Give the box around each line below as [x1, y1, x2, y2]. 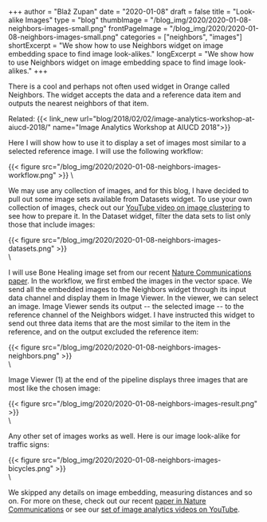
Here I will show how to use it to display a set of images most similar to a [8, 138, 247, 147]
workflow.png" [8, 171, 57, 180]
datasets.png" [8, 243, 55, 253]
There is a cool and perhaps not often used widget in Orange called [8, 81, 230, 91]
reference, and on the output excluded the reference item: [8, 327, 199, 336]
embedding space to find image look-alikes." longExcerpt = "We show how [8, 49, 254, 58]
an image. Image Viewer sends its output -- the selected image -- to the [8, 302, 245, 310]
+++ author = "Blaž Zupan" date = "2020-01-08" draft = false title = [8, 7, 231, 16]
